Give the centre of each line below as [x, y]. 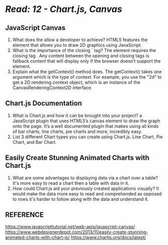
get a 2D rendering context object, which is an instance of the [76, 82]
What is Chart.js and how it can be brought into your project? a [77, 115]
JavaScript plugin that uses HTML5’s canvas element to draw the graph [86, 121]
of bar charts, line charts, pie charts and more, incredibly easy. [77, 131]
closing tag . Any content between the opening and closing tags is [81, 56]
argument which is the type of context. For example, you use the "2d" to [87, 77]
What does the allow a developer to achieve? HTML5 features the [80, 40]
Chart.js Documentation [44, 103]
